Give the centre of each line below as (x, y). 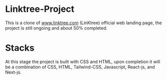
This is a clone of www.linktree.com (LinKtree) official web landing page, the (83, 23)
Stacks (20, 48)
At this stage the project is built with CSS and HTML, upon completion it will (83, 61)
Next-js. (13, 72)
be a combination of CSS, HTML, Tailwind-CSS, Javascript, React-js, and (80, 67)
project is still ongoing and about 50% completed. (56, 28)
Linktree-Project (40, 9)
